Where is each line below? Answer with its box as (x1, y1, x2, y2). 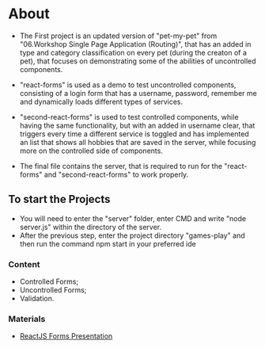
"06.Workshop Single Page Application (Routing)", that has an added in (19, 39, 252, 48)
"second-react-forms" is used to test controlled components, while (19, 112, 239, 121)
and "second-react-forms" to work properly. (44, 170, 189, 179)
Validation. (19, 294, 55, 304)
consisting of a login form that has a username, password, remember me (19, 88, 257, 98)
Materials (8, 313, 46, 324)
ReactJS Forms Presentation (19, 331, 113, 341)
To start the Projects (8, 193, 111, 206)
